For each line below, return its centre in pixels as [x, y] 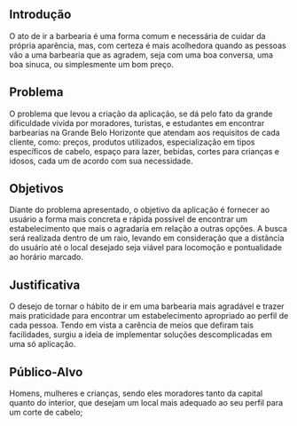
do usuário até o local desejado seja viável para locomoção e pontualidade [145, 248]
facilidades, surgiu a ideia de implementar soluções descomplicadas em [141, 335]
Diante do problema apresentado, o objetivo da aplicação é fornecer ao [140, 210]
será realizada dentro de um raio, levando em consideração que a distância [147, 238]
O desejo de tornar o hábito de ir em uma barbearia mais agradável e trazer [147, 306]
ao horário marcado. [47, 257]
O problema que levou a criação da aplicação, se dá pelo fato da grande [141, 114]
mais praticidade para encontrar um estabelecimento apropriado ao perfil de [149, 316]
